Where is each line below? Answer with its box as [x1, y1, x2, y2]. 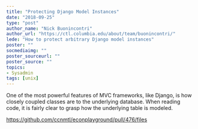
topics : [6, 64, 26, 70]
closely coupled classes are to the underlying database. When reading [6, 98, 181, 105]
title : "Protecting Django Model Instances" [6, 8, 119, 15]
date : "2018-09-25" [6, 14, 55, 20]
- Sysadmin [6, 70, 34, 76]
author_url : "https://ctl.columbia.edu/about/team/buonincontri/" [6, 31, 176, 37]
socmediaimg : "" [6, 48, 47, 54]
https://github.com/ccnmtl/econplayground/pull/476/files [6, 116, 148, 123]
